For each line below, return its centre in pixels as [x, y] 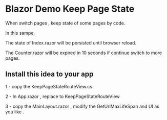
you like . [15, 112]
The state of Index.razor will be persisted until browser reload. [71, 43]
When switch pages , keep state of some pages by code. [65, 23]
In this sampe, [20, 33]
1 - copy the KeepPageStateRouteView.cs [49, 86]
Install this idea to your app [49, 74]
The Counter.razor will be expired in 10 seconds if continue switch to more [84, 53]
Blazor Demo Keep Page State [70, 9]
